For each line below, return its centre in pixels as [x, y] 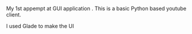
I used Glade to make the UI [40, 26]
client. [14, 15]
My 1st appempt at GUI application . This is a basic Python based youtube [96, 8]
